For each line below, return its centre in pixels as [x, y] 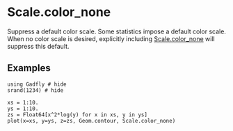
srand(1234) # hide [35, 90]
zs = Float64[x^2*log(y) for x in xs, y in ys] [78, 115]
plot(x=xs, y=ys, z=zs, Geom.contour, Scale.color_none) [91, 121]
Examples [29, 68]
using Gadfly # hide [37, 84]
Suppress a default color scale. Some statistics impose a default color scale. [116, 31]
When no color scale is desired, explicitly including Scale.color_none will [111, 38]
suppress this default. [38, 46]
